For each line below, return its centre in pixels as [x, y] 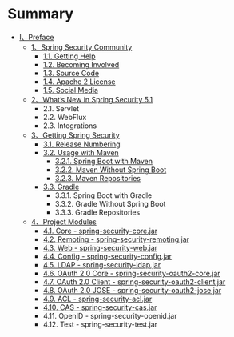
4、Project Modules [63, 222]
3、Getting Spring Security [75, 135]
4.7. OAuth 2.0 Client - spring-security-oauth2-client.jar [134, 282]
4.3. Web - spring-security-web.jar [100, 247]
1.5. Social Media [71, 90]
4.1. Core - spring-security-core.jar [100, 231]
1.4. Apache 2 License [79, 82]
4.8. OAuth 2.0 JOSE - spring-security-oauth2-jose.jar [132, 290]
